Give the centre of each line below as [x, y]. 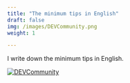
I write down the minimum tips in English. [66, 59]
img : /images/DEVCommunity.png [52, 26]
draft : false [26, 20]
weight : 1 [21, 33]
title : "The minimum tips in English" [63, 13]
